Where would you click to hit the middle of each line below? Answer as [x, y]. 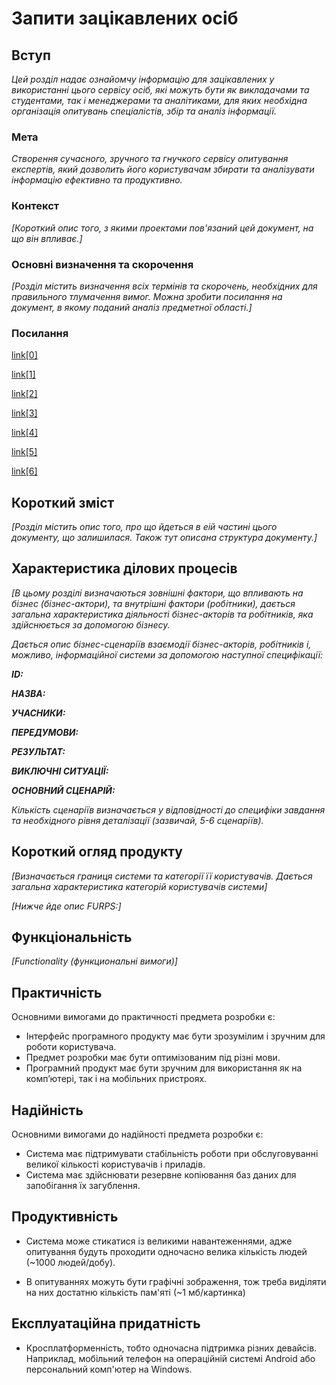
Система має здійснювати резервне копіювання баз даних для [161, 1175]
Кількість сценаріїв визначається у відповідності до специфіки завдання [168, 809]
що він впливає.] [47, 238]
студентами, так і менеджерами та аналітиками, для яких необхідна [159, 100]
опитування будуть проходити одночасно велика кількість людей [166, 1251]
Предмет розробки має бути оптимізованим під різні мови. [153, 1058]
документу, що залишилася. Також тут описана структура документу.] [164, 537]
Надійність [47, 1110]
